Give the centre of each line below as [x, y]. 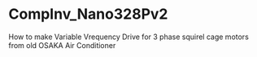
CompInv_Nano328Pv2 [88, 14]
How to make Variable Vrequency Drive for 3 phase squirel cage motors [129, 37]
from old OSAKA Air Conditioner [62, 45]
